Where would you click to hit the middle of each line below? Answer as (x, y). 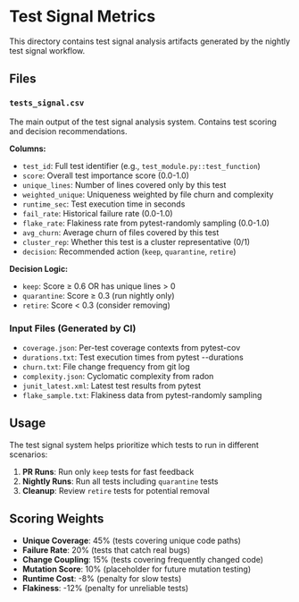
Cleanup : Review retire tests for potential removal (116, 490)
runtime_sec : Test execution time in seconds (104, 204)
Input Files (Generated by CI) (73, 328)
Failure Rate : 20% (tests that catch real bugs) (106, 550)
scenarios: (29, 454)
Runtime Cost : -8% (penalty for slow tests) (102, 578)
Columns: (28, 148)
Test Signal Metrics (83, 17)
